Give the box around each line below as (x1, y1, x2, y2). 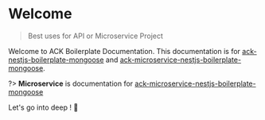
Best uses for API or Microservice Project (27, 31, 163, 41)
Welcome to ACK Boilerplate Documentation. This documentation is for (8, 46, 241, 56)
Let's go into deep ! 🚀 (8, 103, 79, 112)
